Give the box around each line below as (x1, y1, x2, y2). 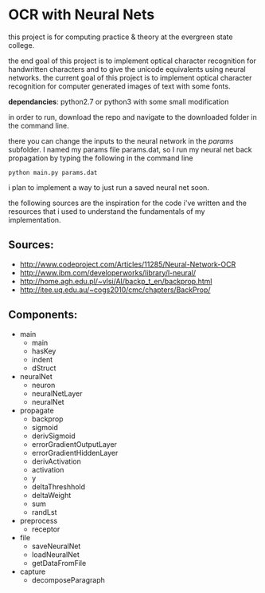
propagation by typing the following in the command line (8, 153, 193, 163)
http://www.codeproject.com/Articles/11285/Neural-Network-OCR (19, 259, 236, 269)
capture (19, 567, 46, 576)
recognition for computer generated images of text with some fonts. (8, 81, 231, 91)
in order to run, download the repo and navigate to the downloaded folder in (8, 112, 257, 121)
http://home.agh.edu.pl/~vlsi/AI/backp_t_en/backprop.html (19, 276, 212, 286)
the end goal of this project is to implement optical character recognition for (8, 56, 257, 65)
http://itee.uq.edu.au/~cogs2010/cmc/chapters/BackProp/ (19, 285, 211, 295)
